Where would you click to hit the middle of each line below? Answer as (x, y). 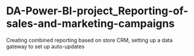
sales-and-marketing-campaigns (90, 24)
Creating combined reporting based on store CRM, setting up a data (90, 40)
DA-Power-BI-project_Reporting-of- (97, 11)
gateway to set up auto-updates (46, 46)
